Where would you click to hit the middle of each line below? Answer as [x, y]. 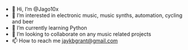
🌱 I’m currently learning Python [49, 28]
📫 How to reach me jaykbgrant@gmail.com [65, 41]
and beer [23, 21]
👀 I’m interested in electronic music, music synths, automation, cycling [97, 15]
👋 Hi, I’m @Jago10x [35, 9]
